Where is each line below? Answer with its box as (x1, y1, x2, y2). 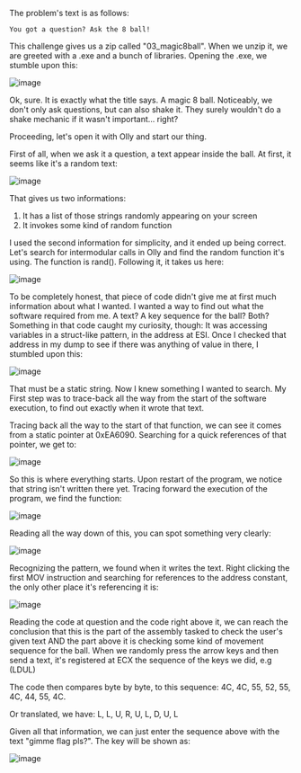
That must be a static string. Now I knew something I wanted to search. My (9, 384, 287, 394)
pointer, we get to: (9, 440, 77, 449)
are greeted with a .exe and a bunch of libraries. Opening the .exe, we (9, 50, 268, 61)
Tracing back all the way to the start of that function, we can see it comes (9, 420, 282, 431)
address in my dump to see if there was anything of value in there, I (9, 339, 259, 350)
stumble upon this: (9, 60, 78, 70)
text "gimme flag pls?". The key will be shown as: (9, 736, 190, 746)
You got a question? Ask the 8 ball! (9, 25, 151, 34)
